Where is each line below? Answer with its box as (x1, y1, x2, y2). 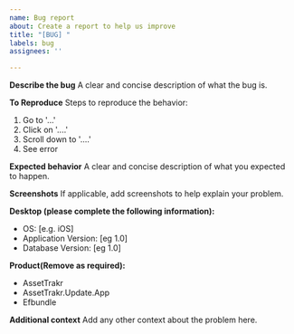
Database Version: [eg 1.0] (22, 243, 122, 253)
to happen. (9, 171, 50, 182)
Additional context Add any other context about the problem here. (9, 314, 258, 326)
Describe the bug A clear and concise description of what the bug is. (9, 80, 268, 91)
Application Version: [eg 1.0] (22, 233, 128, 244)
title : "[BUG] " (9, 30, 71, 39)
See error (22, 144, 59, 155)
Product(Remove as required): (9, 260, 126, 272)
